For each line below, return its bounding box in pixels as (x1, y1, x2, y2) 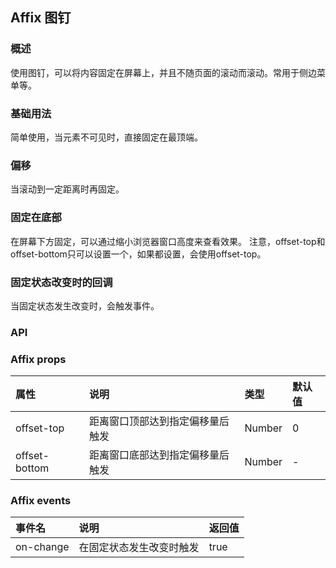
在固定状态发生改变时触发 (78, 541, 200, 555)
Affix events (10, 494, 72, 508)
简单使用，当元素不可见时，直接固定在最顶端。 (10, 131, 203, 143)
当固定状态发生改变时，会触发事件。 (10, 299, 160, 312)
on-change (15, 540, 70, 554)
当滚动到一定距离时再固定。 (10, 183, 125, 195)
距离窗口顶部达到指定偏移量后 (88, 414, 230, 428)
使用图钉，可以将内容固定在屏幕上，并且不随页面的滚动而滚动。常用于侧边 (10, 66, 317, 78)
